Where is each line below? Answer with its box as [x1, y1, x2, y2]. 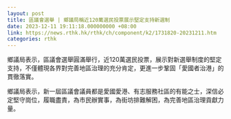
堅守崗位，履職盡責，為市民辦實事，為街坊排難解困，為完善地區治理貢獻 [12, 96, 218, 104]
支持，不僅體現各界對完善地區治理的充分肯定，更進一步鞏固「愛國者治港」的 [7, 64, 224, 72]
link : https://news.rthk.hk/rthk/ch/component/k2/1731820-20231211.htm [7, 29, 217, 36]
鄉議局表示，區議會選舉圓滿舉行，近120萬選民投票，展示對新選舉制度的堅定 [7, 56, 222, 64]
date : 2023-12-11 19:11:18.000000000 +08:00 [7, 23, 137, 30]
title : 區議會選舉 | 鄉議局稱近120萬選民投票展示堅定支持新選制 [7, 17, 170, 23]
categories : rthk [7, 36, 57, 43]
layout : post [7, 10, 45, 17]
